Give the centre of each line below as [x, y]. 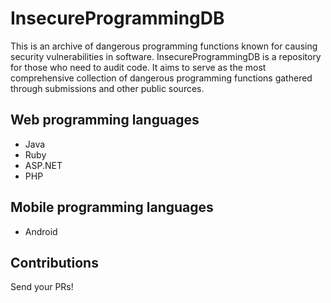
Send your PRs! [42, 287]
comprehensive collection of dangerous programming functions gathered [161, 78]
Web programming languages [105, 120]
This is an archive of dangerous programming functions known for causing [164, 46]
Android [41, 231]
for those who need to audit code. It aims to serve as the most [138, 67]
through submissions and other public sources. [107, 88]
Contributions [54, 262]
